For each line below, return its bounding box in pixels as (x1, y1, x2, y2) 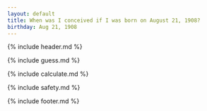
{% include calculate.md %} (7, 70, 89, 78)
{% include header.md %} (7, 43, 83, 51)
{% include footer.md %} (7, 97, 80, 105)
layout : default (7, 10, 55, 18)
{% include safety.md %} (7, 84, 81, 92)
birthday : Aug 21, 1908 (7, 23, 78, 30)
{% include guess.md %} (7, 56, 80, 65)
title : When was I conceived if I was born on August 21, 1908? (7, 17, 201, 24)
